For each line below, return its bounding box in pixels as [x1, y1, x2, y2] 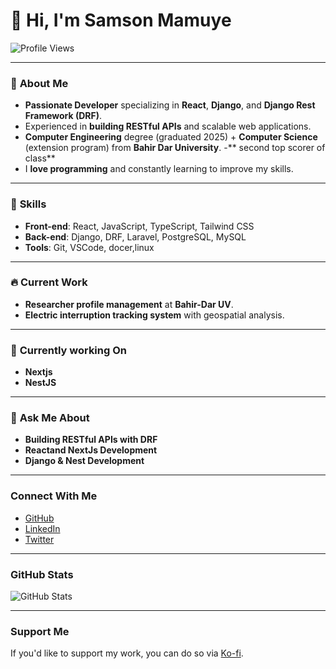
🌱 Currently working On [10, 343, 127, 357]
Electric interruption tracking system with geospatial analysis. [24, 309, 285, 321]
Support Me [10, 624, 70, 638]
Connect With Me [10, 489, 98, 503]
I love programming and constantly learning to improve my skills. [24, 163, 294, 175]
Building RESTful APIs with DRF [24, 434, 158, 446]
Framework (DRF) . [24, 110, 103, 122]
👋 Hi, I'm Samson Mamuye [10, 9, 232, 32]
